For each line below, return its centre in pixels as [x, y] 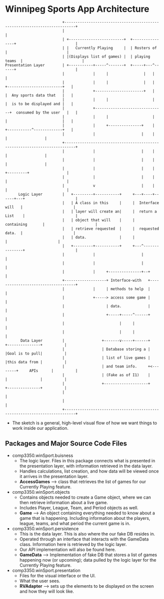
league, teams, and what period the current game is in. [75, 523]
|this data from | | [36, 362]
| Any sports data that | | [39, 95]
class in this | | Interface [120, 203]
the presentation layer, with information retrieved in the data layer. [86, 466]
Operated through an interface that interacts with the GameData [84, 539]
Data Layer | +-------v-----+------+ [85, 340]
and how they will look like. [47, 591]
